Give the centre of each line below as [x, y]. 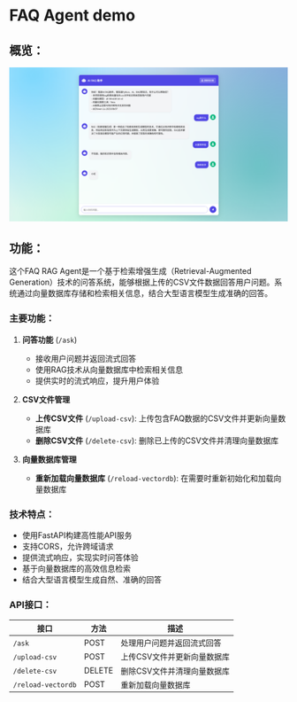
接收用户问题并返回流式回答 [86, 358]
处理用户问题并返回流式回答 [171, 643]
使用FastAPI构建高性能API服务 [77, 535]
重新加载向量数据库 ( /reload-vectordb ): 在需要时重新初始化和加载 [154, 478]
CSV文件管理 [46, 399]
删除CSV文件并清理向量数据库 [175, 671]
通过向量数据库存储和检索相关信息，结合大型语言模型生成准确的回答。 [144, 293]
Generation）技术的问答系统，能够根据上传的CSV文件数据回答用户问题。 [142, 282]
